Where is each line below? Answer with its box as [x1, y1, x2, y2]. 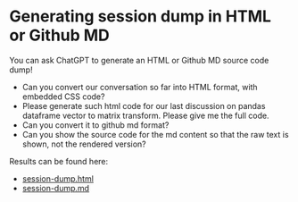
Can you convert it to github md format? [21, 119, 170, 130]
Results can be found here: [9, 156, 109, 166]
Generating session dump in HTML [9, 6, 272, 27]
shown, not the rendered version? [21, 139, 146, 149]
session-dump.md [21, 182, 90, 193]
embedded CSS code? [21, 91, 105, 102]
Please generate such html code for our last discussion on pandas [21, 100, 266, 111]
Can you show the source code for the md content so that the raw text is [21, 129, 289, 139]
